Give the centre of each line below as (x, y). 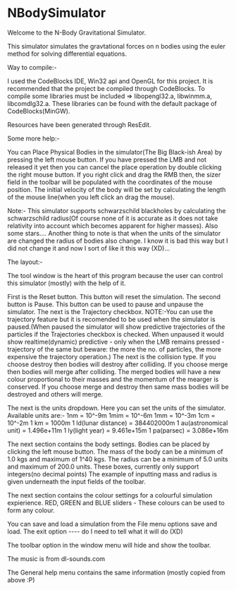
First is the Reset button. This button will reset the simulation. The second (114, 296)
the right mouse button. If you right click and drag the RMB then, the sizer (114, 174)
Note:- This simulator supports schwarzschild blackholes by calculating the (117, 210)
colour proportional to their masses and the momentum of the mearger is (113, 379)
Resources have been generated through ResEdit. (79, 124)
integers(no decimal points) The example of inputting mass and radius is (112, 474)
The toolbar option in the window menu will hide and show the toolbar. (109, 545)
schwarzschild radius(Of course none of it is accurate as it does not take (113, 218)
